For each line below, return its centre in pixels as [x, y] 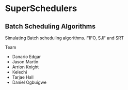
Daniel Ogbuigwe [29, 82]
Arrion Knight [25, 67]
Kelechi [20, 72]
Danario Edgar [26, 57]
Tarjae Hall [23, 77]
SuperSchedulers [41, 8]
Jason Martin [25, 62]
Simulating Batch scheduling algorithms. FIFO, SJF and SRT [64, 38]
